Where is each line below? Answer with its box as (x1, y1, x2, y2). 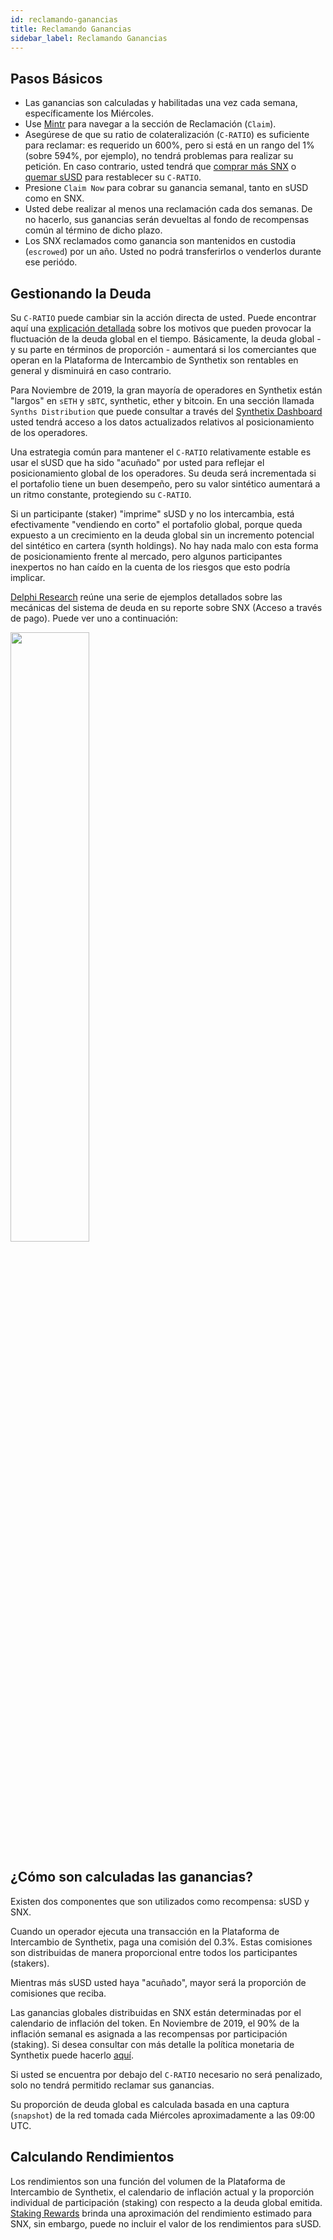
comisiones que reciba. (10, 1987, 107, 1999)
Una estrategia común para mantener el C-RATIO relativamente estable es (10, 446, 312, 458)
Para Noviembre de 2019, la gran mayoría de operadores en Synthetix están (10, 384, 323, 396)
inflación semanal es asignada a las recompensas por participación (10, 2027, 288, 2040)
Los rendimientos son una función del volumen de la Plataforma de (10, 2175, 286, 2187)
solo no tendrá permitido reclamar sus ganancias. (10, 2079, 215, 2091)
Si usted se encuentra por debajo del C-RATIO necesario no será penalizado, (10, 2068, 323, 2080)
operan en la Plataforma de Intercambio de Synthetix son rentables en (10, 354, 299, 366)
